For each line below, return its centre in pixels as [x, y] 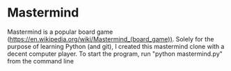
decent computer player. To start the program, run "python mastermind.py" [115, 54]
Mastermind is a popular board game [60, 32]
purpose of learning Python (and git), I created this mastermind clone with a [116, 46]
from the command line [41, 61]
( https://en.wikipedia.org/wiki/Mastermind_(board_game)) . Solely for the [111, 39]
